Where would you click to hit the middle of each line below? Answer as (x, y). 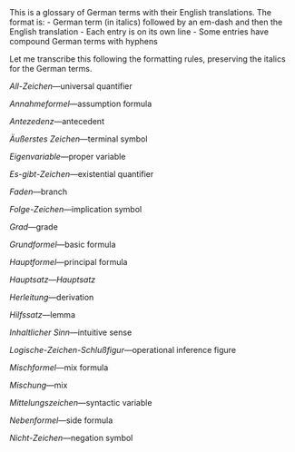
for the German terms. (51, 69)
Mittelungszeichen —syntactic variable (81, 403)
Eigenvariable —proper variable (68, 157)
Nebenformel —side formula (61, 420)
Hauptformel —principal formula (69, 262)
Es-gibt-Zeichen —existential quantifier (82, 174)
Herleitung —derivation (52, 297)
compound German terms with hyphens (84, 41)
